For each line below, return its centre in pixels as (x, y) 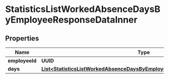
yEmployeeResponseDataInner (71, 20)
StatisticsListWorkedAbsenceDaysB (83, 9)
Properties (22, 38)
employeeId (22, 61)
